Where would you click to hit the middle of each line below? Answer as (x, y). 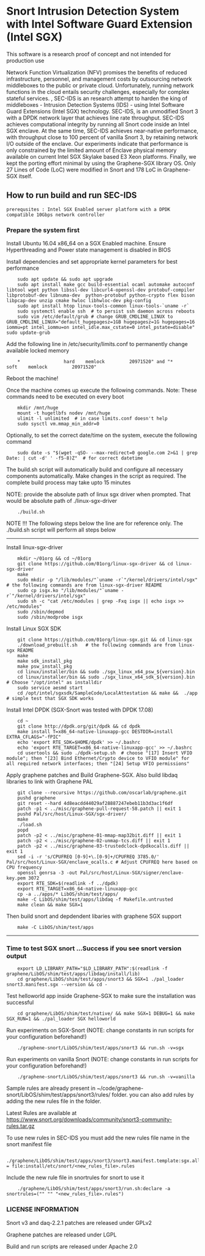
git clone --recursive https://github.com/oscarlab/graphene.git (102, 793)
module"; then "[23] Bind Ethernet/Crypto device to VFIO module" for (98, 759)
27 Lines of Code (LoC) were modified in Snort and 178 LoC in (84, 170)
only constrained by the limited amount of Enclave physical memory (92, 150)
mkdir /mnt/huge (38, 408)
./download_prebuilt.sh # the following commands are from (96, 645)
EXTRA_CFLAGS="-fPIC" (34, 737)
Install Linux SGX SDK (34, 629)
